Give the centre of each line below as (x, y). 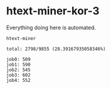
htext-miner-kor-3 (53, 11)
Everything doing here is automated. (51, 27)
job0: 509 (19, 59)
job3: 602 (19, 75)
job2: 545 (19, 70)
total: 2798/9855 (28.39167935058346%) (56, 49)
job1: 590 (19, 65)
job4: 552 (19, 80)
